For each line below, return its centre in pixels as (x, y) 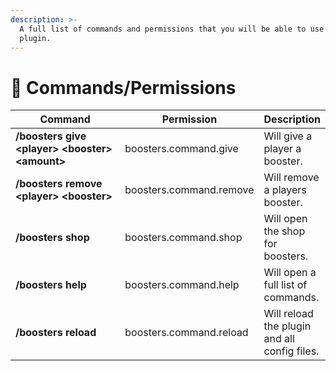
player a (282, 149)
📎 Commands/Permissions (123, 87)
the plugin (287, 326)
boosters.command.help (182, 285)
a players (285, 190)
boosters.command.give (181, 149)
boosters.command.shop (183, 238)
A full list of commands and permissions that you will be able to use (172, 29)
